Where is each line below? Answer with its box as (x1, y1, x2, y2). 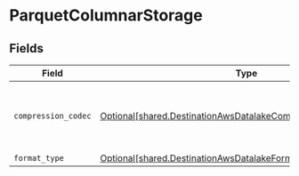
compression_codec (13, 111, 92, 121)
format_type (13, 153, 65, 163)
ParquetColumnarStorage (9, 5, 203, 26)
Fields (9, 41, 44, 56)
